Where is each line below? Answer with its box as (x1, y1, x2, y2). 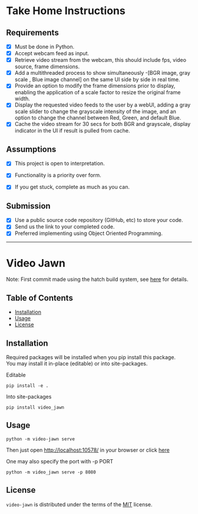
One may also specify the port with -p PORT (6, 457, 114, 465)
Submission (6, 201, 51, 211)
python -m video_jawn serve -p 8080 (6, 469, 96, 475)
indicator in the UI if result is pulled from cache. (14, 127, 130, 134)
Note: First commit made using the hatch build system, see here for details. (6, 276, 189, 283)
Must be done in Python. (14, 43, 75, 50)
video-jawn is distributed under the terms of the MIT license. (6, 500, 153, 508)
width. (14, 95, 31, 102)
